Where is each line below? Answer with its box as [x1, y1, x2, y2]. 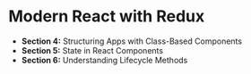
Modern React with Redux [8, 6, 205, 27]
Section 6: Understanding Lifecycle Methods [21, 54, 188, 65]
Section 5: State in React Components [21, 45, 163, 55]
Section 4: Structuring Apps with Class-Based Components [21, 36, 243, 46]
